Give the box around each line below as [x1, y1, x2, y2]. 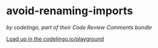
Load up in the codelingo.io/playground [6, 35, 104, 42]
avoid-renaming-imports [6, 4, 133, 18]
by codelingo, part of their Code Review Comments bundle [6, 24, 153, 31]
